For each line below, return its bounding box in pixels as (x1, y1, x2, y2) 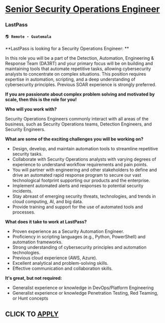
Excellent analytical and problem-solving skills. (12, 260, 108, 266)
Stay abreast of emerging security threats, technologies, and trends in (12, 193, 156, 200)
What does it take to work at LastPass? (5, 219, 87, 225)
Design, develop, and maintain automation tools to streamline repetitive (12, 146, 158, 152)
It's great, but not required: (5, 275, 62, 281)
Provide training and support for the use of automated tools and (12, 204, 143, 210)
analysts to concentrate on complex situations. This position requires (5, 71, 147, 77)
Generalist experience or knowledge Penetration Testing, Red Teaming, (12, 290, 159, 296)
